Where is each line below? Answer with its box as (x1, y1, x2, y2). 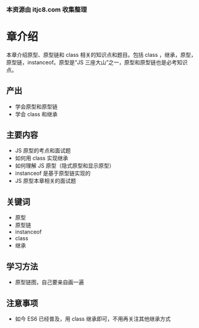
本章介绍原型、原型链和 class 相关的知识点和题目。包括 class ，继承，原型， (6, 51, 197, 58)
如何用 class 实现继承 (14, 154, 68, 162)
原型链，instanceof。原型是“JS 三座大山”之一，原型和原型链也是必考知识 (6, 59, 188, 66)
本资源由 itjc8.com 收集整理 (6, 5, 87, 13)
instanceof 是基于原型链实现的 (14, 169, 91, 177)
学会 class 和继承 (14, 110, 58, 117)
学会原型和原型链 (14, 103, 58, 110)
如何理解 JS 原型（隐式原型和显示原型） (14, 162, 115, 169)
